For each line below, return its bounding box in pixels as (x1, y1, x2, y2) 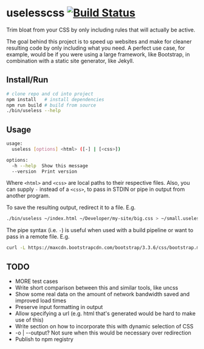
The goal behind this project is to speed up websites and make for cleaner (6, 38, 192, 45)
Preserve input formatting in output (15, 304, 103, 310)
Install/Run (6, 75, 49, 85)
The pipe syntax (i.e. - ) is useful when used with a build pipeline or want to (6, 227, 194, 234)
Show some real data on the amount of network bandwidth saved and (15, 291, 190, 297)
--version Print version (12, 168, 78, 174)
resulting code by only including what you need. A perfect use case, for (6, 44, 185, 52)
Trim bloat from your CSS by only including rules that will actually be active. (6, 26, 195, 33)
